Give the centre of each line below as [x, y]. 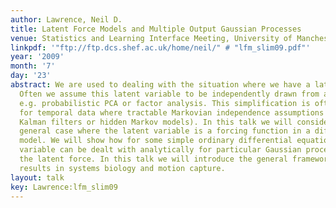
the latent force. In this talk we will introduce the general [153, 159]
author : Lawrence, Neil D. [66, 19]
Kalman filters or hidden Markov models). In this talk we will [156, 122]
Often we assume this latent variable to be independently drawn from [169, 94]
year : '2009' [37, 57]
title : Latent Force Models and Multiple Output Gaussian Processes [156, 29]
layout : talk [37, 177]
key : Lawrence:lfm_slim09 [64, 187]
